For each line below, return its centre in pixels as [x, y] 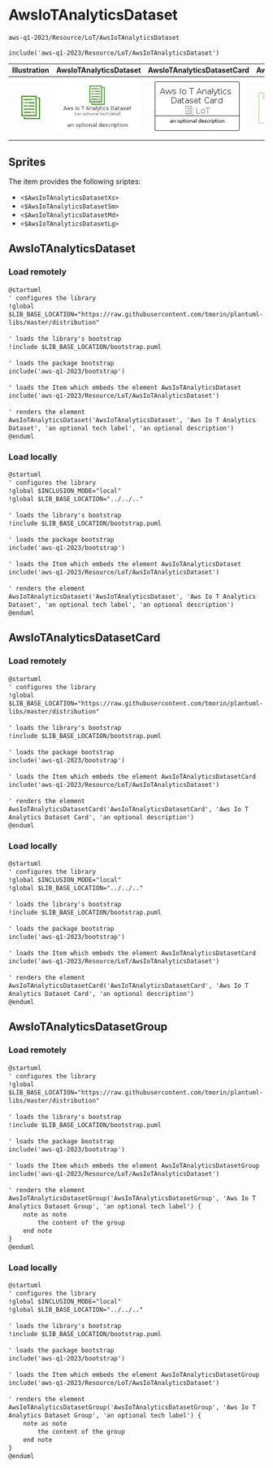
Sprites [27, 162]
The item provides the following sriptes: [75, 181]
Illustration [31, 70]
